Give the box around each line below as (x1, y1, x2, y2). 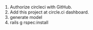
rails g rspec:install (9, 19, 48, 25)
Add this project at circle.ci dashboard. (9, 9, 89, 15)
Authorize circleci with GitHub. (9, 4, 73, 10)
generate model (9, 15, 43, 20)
